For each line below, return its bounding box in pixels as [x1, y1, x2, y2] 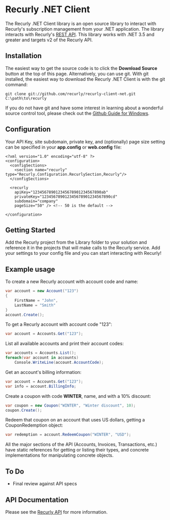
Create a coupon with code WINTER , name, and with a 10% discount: [5, 393, 152, 399]
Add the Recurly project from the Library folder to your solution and [5, 239, 147, 246]
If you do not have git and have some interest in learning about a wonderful [5, 105, 163, 111]
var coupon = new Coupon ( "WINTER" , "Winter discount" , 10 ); [5, 403, 136, 408]
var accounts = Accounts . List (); [5, 350, 77, 356]
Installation [5, 52, 42, 60]
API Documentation [5, 495, 69, 504]
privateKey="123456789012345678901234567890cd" [14, 194, 117, 199]
